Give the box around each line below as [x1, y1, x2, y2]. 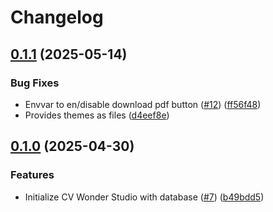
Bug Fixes [10, 76, 60, 90]
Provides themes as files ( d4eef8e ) [24, 109, 170, 121]
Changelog [10, 6, 104, 29]
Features [10, 168, 55, 182]
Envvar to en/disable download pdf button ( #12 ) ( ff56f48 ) [24, 98, 262, 110]
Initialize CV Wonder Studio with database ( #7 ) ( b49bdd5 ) [24, 191, 265, 203]
